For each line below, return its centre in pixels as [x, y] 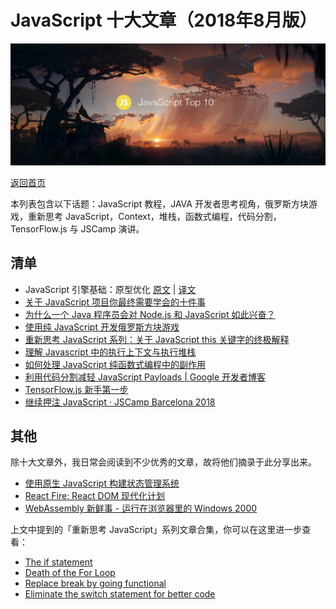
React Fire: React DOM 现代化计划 [94, 496]
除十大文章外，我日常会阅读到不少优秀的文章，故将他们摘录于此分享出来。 [163, 462]
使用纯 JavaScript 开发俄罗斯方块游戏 [102, 327]
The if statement [58, 562]
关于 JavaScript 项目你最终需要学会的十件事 [115, 302]
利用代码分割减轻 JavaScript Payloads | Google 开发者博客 [145, 377]
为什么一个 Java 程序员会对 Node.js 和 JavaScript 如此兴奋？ [150, 314]
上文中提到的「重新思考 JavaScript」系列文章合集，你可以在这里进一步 [156, 530]
